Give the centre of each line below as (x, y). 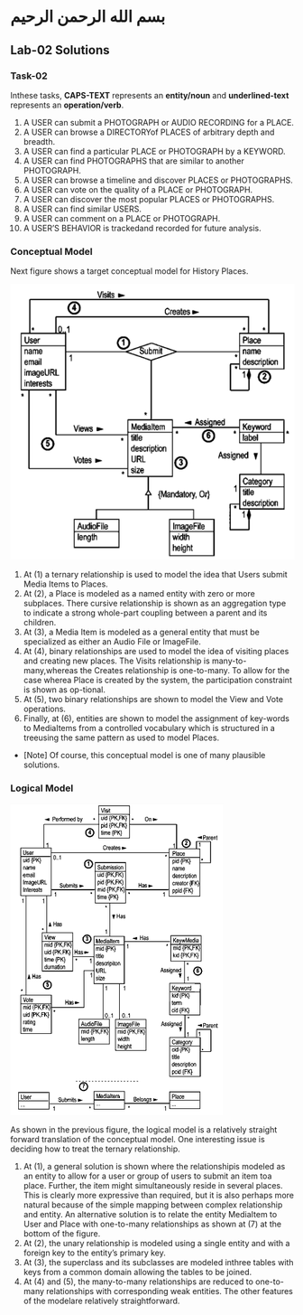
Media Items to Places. (66, 584)
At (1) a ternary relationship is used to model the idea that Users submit (155, 575)
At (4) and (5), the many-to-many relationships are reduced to (138, 1282)
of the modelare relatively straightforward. (101, 1301)
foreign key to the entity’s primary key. (94, 1253)
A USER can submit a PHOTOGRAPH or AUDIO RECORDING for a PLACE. (158, 122)
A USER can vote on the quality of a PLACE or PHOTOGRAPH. (138, 189)
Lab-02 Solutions (60, 50)
